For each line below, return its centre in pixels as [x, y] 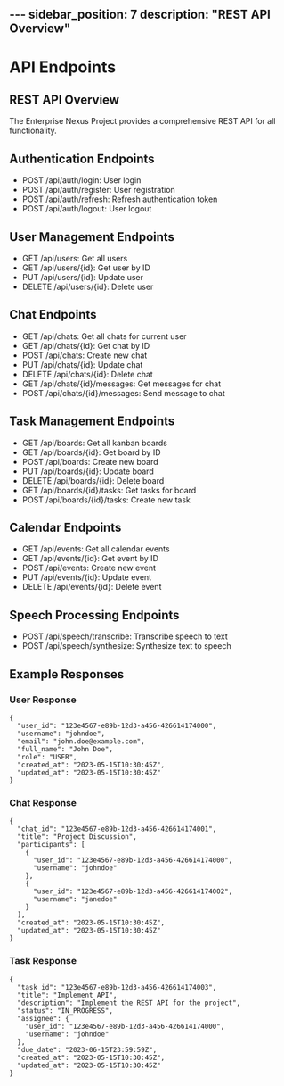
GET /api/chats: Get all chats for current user [104, 336]
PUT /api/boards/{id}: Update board [88, 471]
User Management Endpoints [92, 237]
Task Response [43, 961]
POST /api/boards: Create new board [90, 461]
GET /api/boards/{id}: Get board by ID [92, 452]
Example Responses [67, 674]
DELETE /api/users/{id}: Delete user [88, 287]
